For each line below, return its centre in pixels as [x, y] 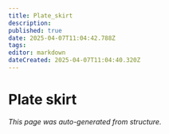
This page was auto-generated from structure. [85, 121]
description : [30, 23]
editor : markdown [37, 53]
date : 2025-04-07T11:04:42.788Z [62, 38]
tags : [17, 45]
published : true [35, 30]
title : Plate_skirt [41, 16]
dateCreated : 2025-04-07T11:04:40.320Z [75, 61]
